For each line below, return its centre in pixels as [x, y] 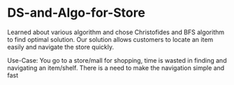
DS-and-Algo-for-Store [76, 13]
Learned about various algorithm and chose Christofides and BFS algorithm [116, 32]
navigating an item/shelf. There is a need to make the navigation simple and [116, 68]
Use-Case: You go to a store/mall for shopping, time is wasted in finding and [117, 60]
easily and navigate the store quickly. [61, 47]
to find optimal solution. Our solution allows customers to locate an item [110, 39]
